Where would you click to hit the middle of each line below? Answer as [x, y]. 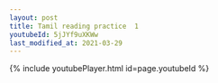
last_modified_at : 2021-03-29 [66, 43]
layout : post [34, 18]
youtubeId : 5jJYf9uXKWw [54, 34]
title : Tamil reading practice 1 [74, 26]
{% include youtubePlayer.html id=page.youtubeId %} [109, 69]
